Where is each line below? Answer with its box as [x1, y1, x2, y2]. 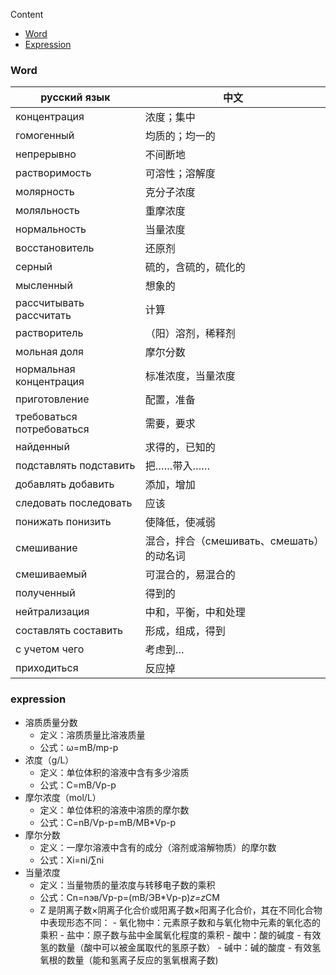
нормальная [15, 362, 76, 376]
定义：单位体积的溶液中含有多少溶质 [39, 766, 190, 778]
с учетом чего [15, 642, 85, 656]
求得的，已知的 [144, 440, 216, 454]
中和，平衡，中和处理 [144, 605, 246, 619]
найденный [15, 440, 70, 454]
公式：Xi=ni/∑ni [39, 854, 105, 866]
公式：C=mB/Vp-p [39, 779, 117, 791]
